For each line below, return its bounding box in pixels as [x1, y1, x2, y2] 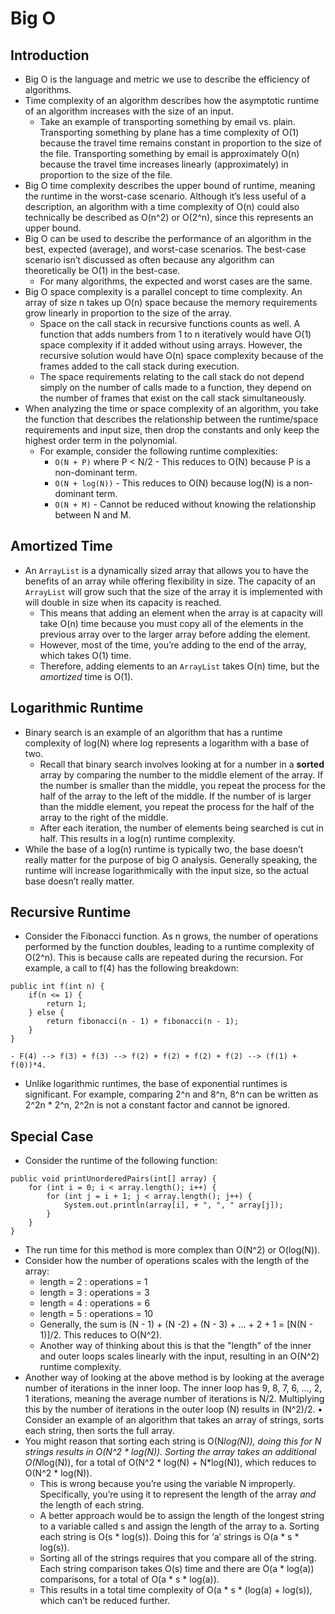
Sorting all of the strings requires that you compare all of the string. [39, 1552, 317, 1564]
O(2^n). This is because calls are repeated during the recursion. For [24, 952, 304, 964]
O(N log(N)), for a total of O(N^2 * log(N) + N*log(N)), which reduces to [24, 1457, 317, 1469]
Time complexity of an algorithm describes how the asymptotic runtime [24, 95, 320, 106]
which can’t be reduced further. [39, 1595, 171, 1607]
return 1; [46, 999, 87, 1009]
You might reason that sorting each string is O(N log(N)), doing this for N [24, 1435, 322, 1447]
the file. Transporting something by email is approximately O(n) [39, 148, 300, 159]
